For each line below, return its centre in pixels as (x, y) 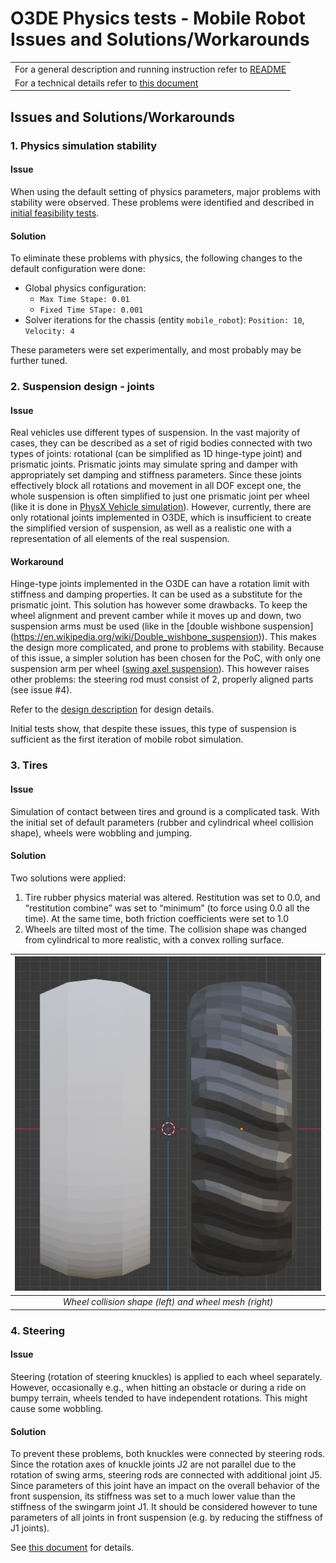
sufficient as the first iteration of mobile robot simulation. (127, 739)
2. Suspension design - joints (82, 387)
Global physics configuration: (85, 288)
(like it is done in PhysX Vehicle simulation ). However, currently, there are (161, 507)
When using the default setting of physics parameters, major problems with (166, 191)
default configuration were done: (78, 269)
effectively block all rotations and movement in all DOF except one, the (156, 486)
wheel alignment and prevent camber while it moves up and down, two (156, 616)
